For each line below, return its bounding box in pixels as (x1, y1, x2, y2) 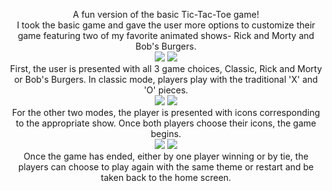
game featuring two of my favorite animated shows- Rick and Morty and (17, 30, 315, 41)
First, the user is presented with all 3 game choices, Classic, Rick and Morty (9, 63, 323, 74)
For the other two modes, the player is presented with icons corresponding (11, 107, 321, 118)
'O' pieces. (143, 84, 189, 96)
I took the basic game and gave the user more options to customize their (16, 19, 316, 31)
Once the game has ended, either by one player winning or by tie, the (23, 150, 309, 162)
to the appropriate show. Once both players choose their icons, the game (15, 117, 317, 129)
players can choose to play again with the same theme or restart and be (17, 161, 315, 173)
